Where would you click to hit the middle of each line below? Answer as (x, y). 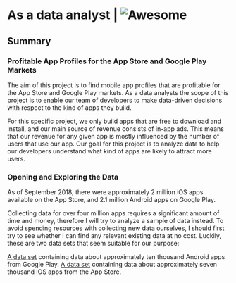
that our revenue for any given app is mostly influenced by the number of (113, 136)
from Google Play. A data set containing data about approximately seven (112, 265)
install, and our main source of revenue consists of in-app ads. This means (116, 128)
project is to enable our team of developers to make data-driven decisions (115, 100)
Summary (29, 41)
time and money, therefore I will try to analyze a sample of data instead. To (116, 221)
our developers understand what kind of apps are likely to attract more (110, 151)
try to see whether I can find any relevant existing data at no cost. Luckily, (114, 236)
